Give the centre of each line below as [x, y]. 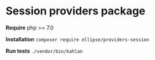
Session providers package [76, 11]
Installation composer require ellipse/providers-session [77, 39]
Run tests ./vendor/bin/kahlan [44, 51]
